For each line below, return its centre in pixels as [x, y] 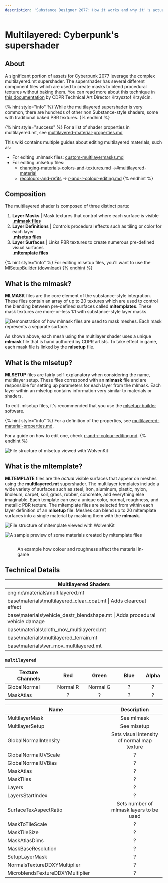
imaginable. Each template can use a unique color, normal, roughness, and [82, 500]
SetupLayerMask [27, 857]
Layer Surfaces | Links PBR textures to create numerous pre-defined [83, 242]
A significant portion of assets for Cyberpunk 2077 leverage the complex [80, 76]
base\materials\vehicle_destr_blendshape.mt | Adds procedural [82, 615]
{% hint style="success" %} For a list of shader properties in [67, 127]
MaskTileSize [23, 832]
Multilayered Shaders [84, 584]
